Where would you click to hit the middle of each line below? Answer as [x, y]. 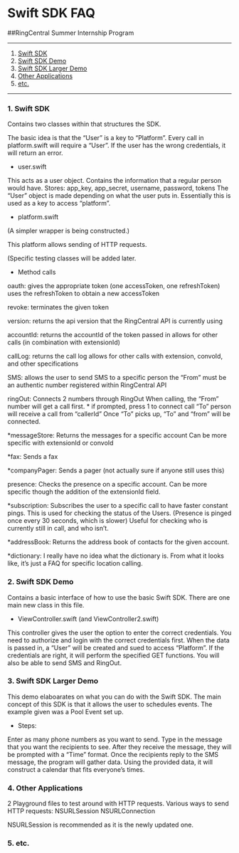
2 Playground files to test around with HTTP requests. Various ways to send [118, 804]
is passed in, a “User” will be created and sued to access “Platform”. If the [116, 647]
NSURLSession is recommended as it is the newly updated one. [101, 825]
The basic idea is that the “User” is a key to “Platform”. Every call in [106, 138]
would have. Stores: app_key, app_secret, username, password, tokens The [118, 188]
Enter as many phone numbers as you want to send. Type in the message [115, 739]
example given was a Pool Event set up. [65, 711]
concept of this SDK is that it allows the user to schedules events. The [110, 704]
